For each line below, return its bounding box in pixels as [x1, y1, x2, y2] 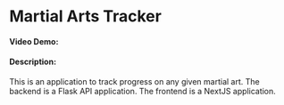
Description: [9, 56, 56, 68]
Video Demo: [9, 36, 59, 46]
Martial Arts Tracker [9, 6, 163, 27]
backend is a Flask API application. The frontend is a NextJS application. [9, 85, 277, 96]
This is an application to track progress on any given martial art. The [9, 76, 261, 86]
